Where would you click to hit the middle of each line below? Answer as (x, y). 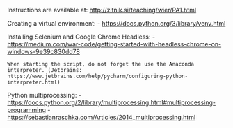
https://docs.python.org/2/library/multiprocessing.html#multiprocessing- (112, 102)
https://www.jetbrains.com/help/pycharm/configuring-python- (98, 76)
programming (27, 110)
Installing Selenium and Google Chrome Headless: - (81, 37)
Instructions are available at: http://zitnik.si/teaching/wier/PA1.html (102, 10)
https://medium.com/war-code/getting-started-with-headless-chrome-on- (114, 44)
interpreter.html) (34, 82)
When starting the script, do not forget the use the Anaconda (101, 64)
